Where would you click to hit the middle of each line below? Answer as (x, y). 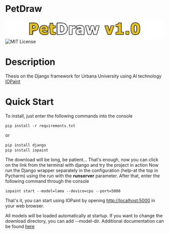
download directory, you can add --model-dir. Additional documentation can (84, 221)
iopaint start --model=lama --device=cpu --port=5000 (63, 191)
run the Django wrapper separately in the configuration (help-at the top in (82, 170)
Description (30, 62)
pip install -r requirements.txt (40, 126)
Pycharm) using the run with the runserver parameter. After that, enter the (82, 176)
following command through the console (47, 181)
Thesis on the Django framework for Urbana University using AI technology (83, 76)
